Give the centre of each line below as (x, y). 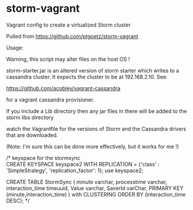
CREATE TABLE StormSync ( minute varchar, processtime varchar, (87, 182)
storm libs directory (30, 117)
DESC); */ (18, 201)
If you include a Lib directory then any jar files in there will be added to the (97, 111)
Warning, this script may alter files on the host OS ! (68, 59)
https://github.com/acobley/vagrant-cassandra (63, 88)
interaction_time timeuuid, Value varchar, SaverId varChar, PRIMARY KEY (95, 188)
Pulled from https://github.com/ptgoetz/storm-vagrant (72, 36)
